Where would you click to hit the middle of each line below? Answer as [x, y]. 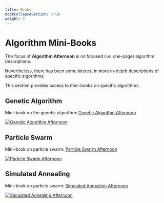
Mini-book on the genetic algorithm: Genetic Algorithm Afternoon [71, 113]
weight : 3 [15, 19]
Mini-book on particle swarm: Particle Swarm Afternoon [61, 149]
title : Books [18, 10]
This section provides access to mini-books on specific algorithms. [72, 85]
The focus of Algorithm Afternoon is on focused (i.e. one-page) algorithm [80, 56]
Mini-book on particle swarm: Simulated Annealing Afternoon [67, 185]
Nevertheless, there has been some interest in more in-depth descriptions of [82, 71]
